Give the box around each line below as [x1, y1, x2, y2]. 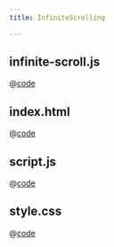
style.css [9, 204, 62, 219]
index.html [9, 104, 70, 119]
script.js [9, 154, 56, 169]
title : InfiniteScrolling [9, 13, 105, 22]
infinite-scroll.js [9, 55, 101, 70]
